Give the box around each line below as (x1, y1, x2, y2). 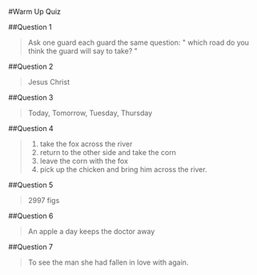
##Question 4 (8, 124, 54, 133)
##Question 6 (8, 211, 54, 221)
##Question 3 (8, 93, 54, 102)
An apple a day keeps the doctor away (27, 227, 155, 236)
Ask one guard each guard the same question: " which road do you (27, 38, 250, 47)
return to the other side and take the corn (39, 148, 176, 157)
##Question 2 (8, 62, 54, 71)
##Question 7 (8, 242, 54, 251)
